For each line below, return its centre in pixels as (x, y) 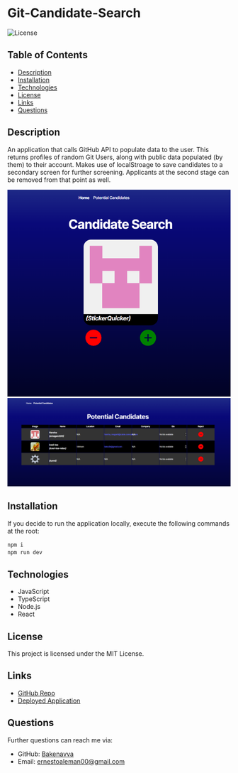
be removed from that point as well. (59, 180)
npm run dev (25, 552)
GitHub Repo (36, 693)
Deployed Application (49, 701)
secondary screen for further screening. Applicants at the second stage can (118, 172)
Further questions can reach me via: (60, 740)
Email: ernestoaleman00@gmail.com (71, 761)
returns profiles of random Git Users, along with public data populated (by (115, 157)
